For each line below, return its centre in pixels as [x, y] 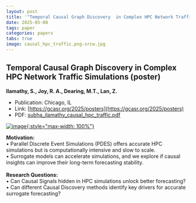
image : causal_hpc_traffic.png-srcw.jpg [56, 44]
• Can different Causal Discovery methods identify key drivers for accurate [96, 187]
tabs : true [19, 39]
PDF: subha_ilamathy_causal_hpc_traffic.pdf [67, 115]
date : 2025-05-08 [27, 22]
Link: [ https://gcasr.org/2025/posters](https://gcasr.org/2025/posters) [99, 108]
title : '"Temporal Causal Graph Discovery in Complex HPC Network [90, 17]
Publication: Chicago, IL [43, 102]
